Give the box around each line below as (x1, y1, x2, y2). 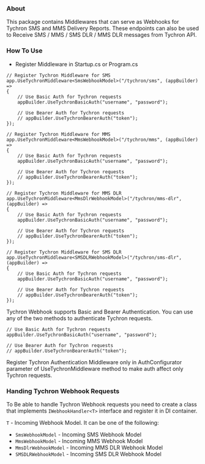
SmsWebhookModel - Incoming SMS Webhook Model (15, 430, 142, 438)
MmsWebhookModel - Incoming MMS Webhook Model (15, 437, 143, 444)
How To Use (6, 47, 43, 55)
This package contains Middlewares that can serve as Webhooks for (6, 18, 179, 26)
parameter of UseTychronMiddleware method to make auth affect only (6, 365, 184, 372)
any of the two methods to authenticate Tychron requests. (6, 314, 153, 322)
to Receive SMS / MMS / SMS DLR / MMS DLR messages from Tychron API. (6, 31, 197, 39)
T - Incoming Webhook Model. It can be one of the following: (6, 419, 159, 426)
